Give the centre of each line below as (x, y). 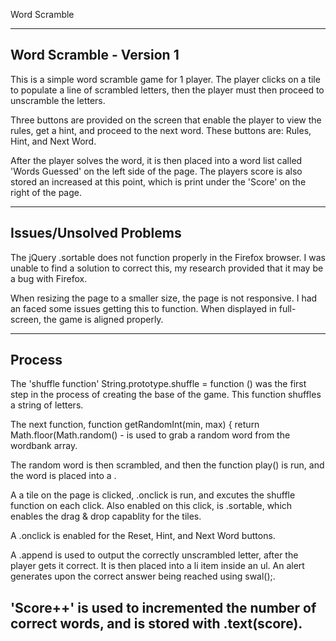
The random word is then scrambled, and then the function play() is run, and (167, 465)
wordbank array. (44, 446)
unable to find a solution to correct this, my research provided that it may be (167, 268)
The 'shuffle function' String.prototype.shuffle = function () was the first (158, 384)
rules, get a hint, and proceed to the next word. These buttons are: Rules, (161, 130)
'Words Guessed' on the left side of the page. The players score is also (156, 171)
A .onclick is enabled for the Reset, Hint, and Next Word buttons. (143, 536)
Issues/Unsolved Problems (96, 233)
